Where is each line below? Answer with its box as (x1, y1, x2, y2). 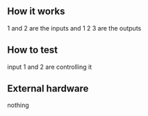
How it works (7, 6, 65, 17)
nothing (7, 101, 29, 110)
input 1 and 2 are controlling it (7, 63, 92, 71)
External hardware (7, 83, 89, 94)
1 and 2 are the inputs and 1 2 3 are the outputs (7, 24, 142, 32)
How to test (7, 44, 58, 56)
